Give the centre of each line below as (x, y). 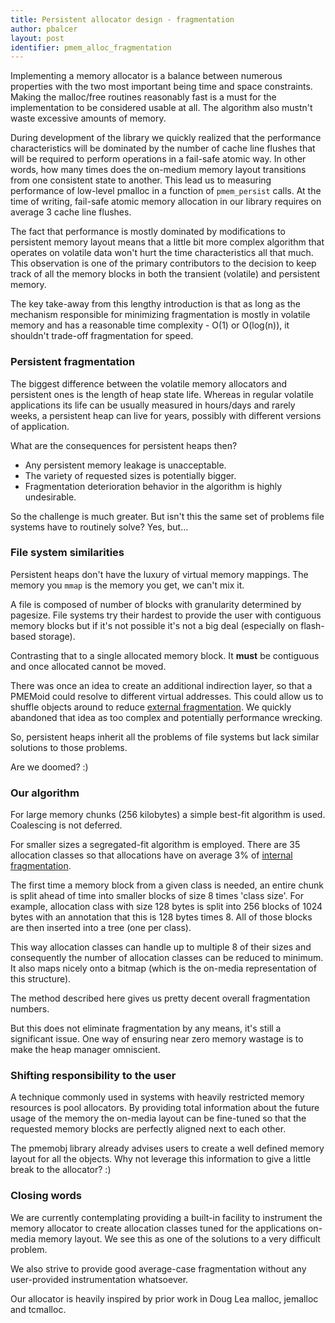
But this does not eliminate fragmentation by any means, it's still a (146, 1028)
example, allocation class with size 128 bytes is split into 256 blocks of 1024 (166, 907)
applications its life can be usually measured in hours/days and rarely (153, 405)
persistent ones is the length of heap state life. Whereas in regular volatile (162, 394)
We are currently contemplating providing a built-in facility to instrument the (166, 1217)
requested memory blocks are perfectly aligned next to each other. (148, 1129)
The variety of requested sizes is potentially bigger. (130, 475)
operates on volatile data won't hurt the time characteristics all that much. (162, 253)
